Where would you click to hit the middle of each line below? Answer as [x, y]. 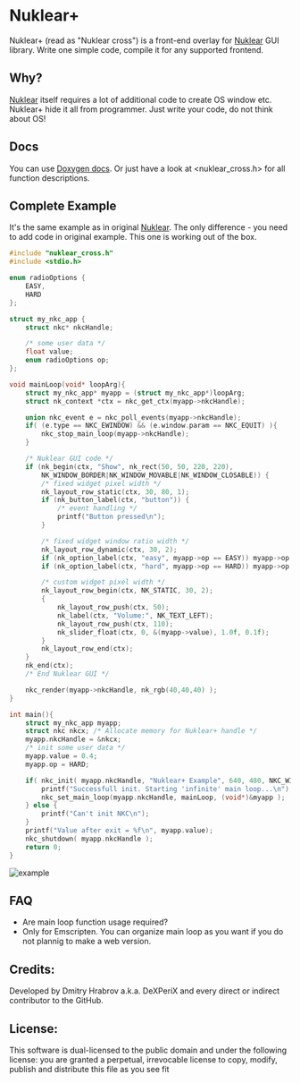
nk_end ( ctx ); [50, 666]
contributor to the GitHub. [57, 1001]
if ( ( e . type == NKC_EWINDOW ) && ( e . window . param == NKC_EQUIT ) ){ [151, 426]
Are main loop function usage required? [95, 922]
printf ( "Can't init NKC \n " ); [96, 814]
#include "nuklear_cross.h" [62, 253]
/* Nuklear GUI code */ [70, 458]
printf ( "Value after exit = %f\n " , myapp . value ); [120, 831]
